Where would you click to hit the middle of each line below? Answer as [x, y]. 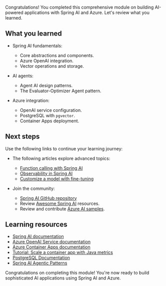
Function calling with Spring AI [51, 168]
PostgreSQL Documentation [41, 258]
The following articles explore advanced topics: [61, 158]
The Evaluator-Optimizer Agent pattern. [60, 91]
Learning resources [36, 225]
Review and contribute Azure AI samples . [62, 209]
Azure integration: [31, 100]
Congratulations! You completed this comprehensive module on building [79, 7]
